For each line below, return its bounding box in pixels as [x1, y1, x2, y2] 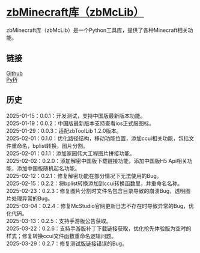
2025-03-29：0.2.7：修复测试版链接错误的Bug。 [6, 240, 128, 247]
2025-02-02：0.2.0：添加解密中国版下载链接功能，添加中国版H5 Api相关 [6, 157, 187, 164]
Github [6, 70, 23, 77]
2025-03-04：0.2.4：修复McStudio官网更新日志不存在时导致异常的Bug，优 [6, 202, 194, 209]
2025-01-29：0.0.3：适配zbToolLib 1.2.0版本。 [6, 127, 122, 134]
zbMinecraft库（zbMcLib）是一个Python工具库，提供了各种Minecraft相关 [6, 26, 188, 34]
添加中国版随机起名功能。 [16, 165, 80, 172]
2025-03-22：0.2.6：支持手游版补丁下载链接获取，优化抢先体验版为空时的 [6, 225, 192, 232]
